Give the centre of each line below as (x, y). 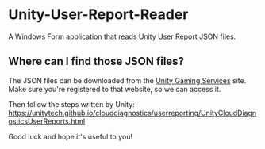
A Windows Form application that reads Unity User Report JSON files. (122, 36)
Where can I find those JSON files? (96, 61)
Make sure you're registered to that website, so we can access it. (115, 89)
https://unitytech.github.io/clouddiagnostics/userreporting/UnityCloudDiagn (132, 113)
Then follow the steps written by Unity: (71, 104)
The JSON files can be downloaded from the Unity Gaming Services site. (127, 80)
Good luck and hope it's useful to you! (71, 136)
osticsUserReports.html (47, 121)
